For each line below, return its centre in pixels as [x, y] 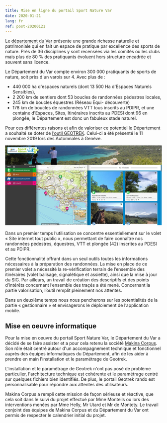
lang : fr [14, 21]
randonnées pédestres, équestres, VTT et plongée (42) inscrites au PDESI [81, 244]
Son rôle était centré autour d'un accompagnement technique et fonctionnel [83, 348]
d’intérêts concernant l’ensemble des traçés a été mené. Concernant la [78, 285]
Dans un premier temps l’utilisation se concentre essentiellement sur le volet [83, 233]
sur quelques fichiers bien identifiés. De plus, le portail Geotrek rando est [80, 379]
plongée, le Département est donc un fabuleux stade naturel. [75, 118]
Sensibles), [24, 92]
